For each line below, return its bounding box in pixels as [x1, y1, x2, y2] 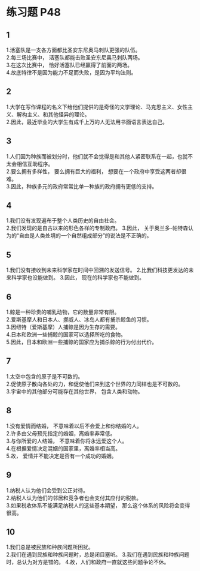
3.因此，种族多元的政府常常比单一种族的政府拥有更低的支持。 [6, 182, 158, 190]
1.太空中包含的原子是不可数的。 [6, 372, 84, 380]
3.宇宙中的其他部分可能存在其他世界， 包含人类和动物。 [6, 387, 143, 395]
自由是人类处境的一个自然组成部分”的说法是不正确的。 [19, 232, 152, 239]
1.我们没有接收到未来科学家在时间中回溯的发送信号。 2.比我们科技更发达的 [6, 266, 189, 274]
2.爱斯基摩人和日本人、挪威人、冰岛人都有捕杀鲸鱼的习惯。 [6, 316, 152, 323]
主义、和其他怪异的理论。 [26, 110, 90, 118]
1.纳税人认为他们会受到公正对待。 [6, 486, 88, 494]
